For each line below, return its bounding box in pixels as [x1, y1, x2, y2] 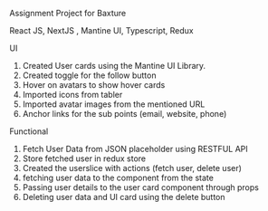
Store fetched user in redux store [22, 153, 147, 164]
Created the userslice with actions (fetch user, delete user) [22, 163, 243, 173]
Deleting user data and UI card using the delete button [22, 192, 225, 202]
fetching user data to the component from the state [22, 172, 215, 183]
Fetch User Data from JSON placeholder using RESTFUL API [22, 144, 249, 154]
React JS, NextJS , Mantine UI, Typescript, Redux [9, 25, 195, 35]
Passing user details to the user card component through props [22, 182, 260, 193]
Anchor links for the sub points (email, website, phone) [22, 109, 227, 119]
